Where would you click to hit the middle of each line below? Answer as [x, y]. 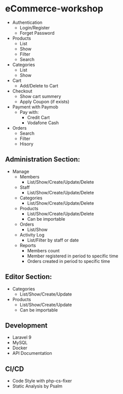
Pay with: [29, 112]
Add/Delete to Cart [39, 85]
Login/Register [35, 27]
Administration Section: [43, 159]
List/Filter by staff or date [53, 240]
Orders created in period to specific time [69, 261]
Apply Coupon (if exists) [44, 101]
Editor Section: [29, 277]
